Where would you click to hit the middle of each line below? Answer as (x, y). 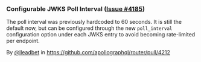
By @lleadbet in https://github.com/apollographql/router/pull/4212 (88, 52)
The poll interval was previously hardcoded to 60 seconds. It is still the (94, 22)
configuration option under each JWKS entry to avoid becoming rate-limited (101, 35)
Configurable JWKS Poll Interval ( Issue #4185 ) (75, 9)
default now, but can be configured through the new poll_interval (89, 28)
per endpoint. (23, 41)
